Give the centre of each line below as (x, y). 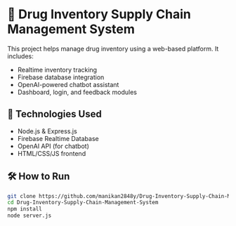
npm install (25, 209)
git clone (22, 196)
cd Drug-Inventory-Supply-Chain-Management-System (83, 203)
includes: (20, 56)
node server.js (29, 216)
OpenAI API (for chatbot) (53, 146)
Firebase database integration (61, 77)
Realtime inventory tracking (57, 69)
